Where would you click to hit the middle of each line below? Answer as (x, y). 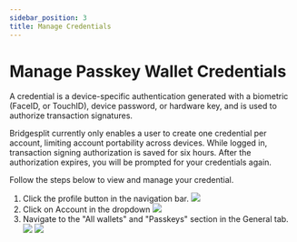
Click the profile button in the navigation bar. (105, 199)
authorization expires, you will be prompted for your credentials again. (141, 162)
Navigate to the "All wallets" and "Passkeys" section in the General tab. (155, 219)
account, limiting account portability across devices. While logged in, (139, 143)
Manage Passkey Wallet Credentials (148, 71)
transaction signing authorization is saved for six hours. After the (130, 153)
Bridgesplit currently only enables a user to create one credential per (138, 134)
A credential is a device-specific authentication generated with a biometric (149, 96)
